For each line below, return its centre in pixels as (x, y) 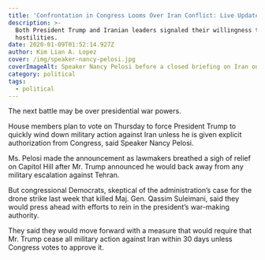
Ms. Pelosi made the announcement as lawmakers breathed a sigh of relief (129, 158)
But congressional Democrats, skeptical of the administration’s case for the (130, 191)
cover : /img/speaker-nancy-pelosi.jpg (72, 60)
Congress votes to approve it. (56, 247)
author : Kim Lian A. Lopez (52, 52)
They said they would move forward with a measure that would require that (130, 231)
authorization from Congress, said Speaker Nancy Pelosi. (101, 143)
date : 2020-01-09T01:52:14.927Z (61, 45)
